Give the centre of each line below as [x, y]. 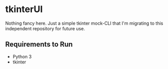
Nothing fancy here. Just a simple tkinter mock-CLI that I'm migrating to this [84, 23]
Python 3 [22, 56]
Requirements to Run [39, 45]
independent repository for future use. [45, 28]
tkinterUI [24, 9]
